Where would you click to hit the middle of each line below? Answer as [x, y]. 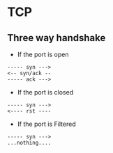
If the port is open [43, 54]
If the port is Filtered [46, 124]
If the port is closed [45, 92]
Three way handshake [56, 38]
